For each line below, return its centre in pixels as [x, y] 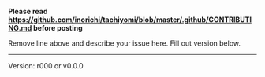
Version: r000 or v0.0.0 [46, 66]
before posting [58, 28]
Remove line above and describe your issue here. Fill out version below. [125, 43]
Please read [28, 11]
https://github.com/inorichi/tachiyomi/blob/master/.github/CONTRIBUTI [130, 20]
